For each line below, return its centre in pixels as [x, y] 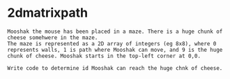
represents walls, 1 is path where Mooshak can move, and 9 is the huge [115, 50]
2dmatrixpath [48, 13]
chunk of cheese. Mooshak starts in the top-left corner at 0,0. [104, 56]
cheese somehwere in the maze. [53, 37]
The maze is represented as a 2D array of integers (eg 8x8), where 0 [112, 43]
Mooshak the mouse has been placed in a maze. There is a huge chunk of [115, 31]
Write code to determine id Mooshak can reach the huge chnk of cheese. [115, 68]
